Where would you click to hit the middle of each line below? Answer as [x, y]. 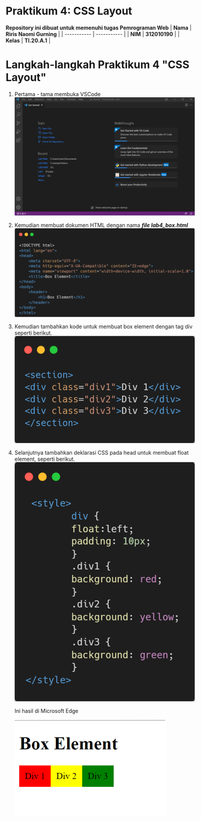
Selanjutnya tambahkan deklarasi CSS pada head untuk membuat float [101, 452]
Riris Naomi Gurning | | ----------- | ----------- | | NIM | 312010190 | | [93, 34]
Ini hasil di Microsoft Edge [46, 710]
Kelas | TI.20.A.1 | [28, 40]
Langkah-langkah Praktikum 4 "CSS [97, 65]
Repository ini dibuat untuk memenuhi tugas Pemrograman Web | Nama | [99, 28]
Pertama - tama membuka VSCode [57, 94]
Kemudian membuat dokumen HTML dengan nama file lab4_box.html [101, 225]
